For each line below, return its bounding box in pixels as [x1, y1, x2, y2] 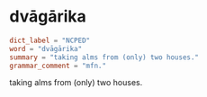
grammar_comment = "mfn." [9, 61, 106, 70]
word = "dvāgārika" [9, 44, 83, 53]
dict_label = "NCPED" [9, 36, 91, 45]
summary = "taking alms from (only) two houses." [9, 52, 200, 62]
